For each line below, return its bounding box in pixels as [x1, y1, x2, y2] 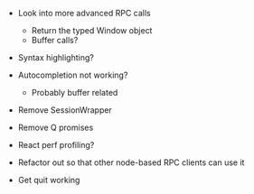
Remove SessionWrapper [17, 105, 113, 115]
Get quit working [17, 175, 80, 185]
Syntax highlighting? [17, 52, 95, 62]
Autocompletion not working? [17, 69, 128, 80]
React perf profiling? [17, 140, 95, 150]
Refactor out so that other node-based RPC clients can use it [17, 157, 245, 168]
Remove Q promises [17, 122, 94, 133]
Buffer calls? [31, 35, 79, 45]
